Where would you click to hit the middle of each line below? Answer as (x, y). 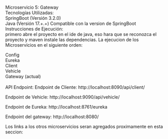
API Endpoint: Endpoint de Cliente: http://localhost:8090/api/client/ (75, 87)
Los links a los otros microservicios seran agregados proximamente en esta (84, 127)
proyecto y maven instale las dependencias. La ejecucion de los (72, 40)
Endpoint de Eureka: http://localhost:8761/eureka (56, 107)
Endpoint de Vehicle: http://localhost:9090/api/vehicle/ (63, 97)
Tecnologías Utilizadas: (30, 13)
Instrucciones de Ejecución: (34, 29)
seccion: (14, 132)
